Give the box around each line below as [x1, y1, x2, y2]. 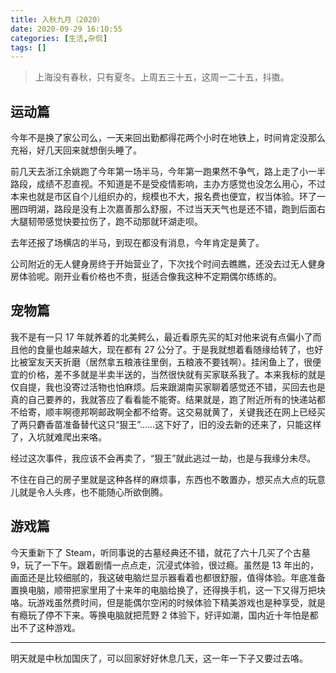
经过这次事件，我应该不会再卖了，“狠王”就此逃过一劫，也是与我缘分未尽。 [10, 452, 317, 464]
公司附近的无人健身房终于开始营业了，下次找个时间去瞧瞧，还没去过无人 [10, 258, 308, 270]
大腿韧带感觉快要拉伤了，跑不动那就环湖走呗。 [10, 216, 203, 228]
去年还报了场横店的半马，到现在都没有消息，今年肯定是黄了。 [10, 237, 265, 249]
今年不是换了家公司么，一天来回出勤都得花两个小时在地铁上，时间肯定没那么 [10, 132, 326, 144]
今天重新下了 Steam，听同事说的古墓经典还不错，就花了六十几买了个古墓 [10, 546, 311, 558]
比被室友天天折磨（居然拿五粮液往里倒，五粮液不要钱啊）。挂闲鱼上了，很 [10, 356, 313, 368]
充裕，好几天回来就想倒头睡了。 [10, 144, 142, 156]
